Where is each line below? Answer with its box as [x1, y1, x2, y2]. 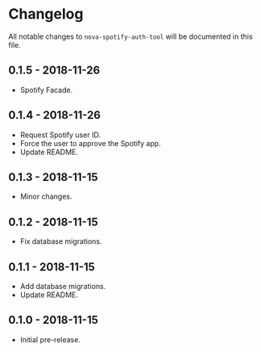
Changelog [8, 5, 84, 23]
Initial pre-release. [19, 334, 81, 344]
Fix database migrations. [19, 237, 102, 246]
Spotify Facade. [19, 85, 73, 94]
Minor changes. [19, 191, 72, 202]
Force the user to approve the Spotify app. [19, 138, 161, 148]
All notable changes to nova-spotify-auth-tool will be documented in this [8, 31, 253, 41]
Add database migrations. [19, 282, 106, 291]
